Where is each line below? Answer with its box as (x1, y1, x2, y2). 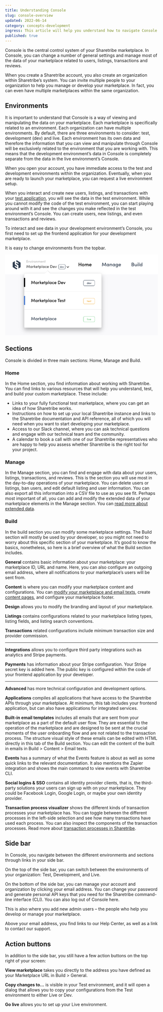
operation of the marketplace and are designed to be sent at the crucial (5, 725, 147, 731)
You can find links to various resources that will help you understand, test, (5, 386, 153, 392)
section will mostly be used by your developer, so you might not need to (5, 534, 149, 540)
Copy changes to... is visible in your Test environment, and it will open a (5, 982, 150, 988)
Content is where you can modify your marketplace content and (5, 584, 133, 589)
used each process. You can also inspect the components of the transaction (5, 820, 158, 826)
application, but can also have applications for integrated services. (5, 705, 138, 711)
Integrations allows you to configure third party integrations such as (5, 647, 142, 653)
